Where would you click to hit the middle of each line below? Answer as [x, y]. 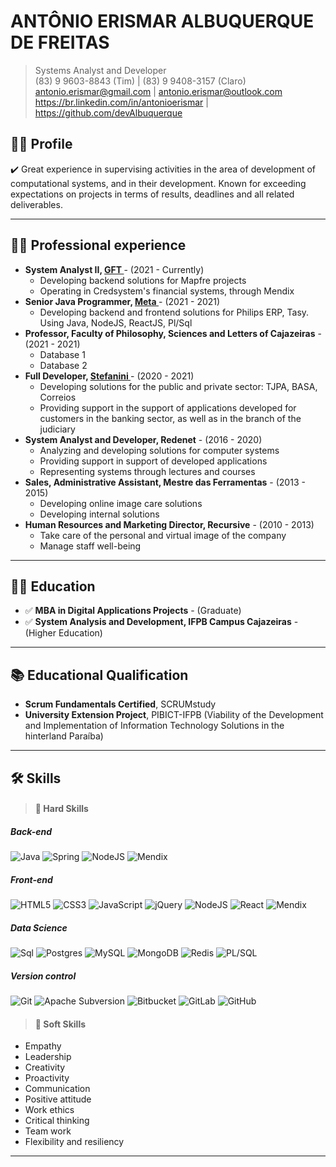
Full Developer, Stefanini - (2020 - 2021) [109, 376]
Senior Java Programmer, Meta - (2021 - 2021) [122, 301]
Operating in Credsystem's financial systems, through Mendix [167, 291]
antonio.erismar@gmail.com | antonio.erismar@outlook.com [158, 91]
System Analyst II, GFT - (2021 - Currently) [114, 269]
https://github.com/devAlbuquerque [108, 112]
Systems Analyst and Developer [100, 70]
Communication [57, 1089]
